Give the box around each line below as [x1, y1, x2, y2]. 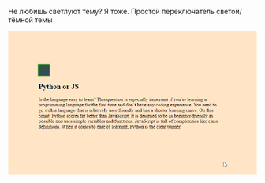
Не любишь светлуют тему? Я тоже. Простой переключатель [8, 7, 215, 16]
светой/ [215, 7, 243, 16]
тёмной [8, 15, 34, 24]
